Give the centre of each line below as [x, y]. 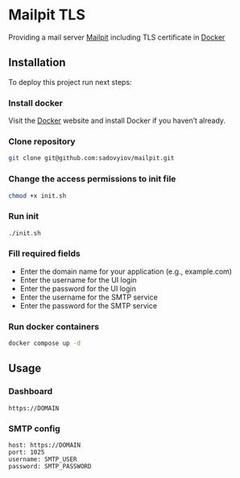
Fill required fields [44, 254]
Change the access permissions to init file [92, 179]
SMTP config [34, 428]
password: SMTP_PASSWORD [50, 467]
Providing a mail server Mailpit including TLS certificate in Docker [117, 37]
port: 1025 [27, 453]
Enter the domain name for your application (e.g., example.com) [126, 271]
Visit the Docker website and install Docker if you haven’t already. [117, 121]
